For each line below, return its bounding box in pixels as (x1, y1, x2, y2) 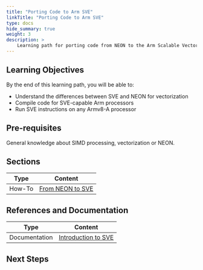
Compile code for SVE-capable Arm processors (14, 99, 134, 106)
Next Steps (6, 254, 49, 264)
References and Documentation (6, 205, 129, 215)
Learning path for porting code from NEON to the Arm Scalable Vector (17, 43, 199, 49)
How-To (9, 185, 34, 193)
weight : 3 (6, 31, 31, 37)
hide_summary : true (6, 25, 56, 32)
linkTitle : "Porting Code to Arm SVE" (6, 14, 104, 21)
